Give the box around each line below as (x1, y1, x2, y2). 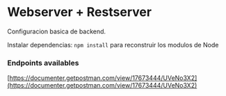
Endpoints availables (7, 58, 79, 67)
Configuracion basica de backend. (7, 27, 106, 35)
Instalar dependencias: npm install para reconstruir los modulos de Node (7, 40, 219, 49)
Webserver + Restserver (7, 4, 152, 20)
